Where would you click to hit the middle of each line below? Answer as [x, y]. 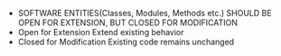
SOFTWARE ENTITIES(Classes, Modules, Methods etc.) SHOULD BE [145, 13]
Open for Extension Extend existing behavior [101, 32]
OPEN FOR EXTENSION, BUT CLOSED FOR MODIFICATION [127, 23]
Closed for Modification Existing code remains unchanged [126, 42]
